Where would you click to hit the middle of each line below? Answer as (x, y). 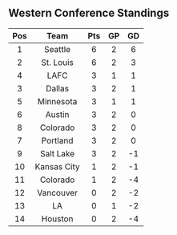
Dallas (57, 88)
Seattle (57, 49)
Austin (57, 114)
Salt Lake (57, 153)
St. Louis (57, 62)
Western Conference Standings (89, 13)
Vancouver (58, 192)
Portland (57, 140)
